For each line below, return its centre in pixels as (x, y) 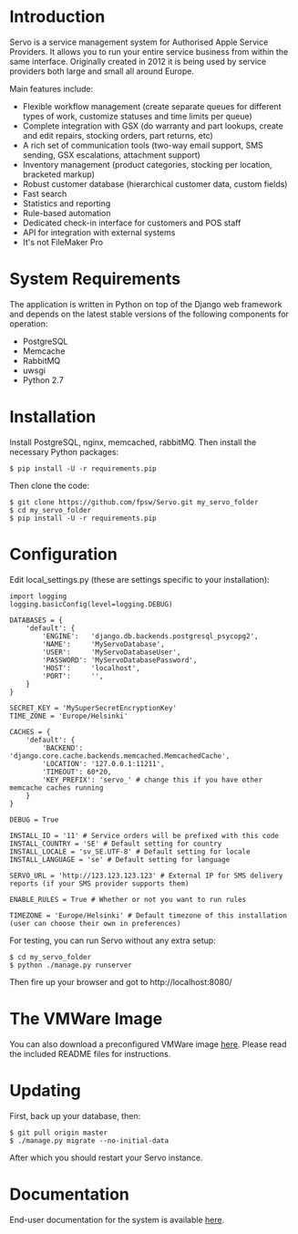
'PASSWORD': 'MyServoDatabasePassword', (120, 660)
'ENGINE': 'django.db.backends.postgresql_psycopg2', (150, 636)
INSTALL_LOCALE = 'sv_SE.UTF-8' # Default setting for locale (130, 851)
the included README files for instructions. (90, 1053)
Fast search (45, 193)
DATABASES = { (36, 620)
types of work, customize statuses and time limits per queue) (137, 116)
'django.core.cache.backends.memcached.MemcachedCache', (120, 756)
